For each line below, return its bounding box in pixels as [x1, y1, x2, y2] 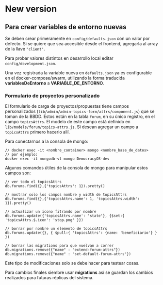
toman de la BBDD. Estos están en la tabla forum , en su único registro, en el [5, 114, 155, 119]
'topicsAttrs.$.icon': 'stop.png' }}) [5, 218, 83, 223]
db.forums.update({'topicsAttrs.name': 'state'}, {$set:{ [5, 214, 125, 218]
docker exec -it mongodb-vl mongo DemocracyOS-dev [5, 156, 110, 161]
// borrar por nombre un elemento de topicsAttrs [5, 226, 108, 231]
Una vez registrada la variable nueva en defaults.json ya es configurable [5, 70, 152, 76]
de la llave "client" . [5, 46, 45, 51]
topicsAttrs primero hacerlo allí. [5, 129, 70, 135]
